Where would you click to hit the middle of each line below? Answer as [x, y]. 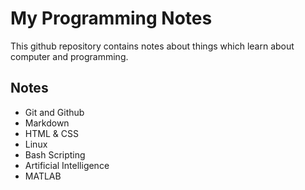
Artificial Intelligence [67, 165]
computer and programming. [69, 56]
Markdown [47, 123]
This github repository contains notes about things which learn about [152, 46]
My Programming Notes [111, 18]
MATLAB [43, 176]
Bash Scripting [55, 154]
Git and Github [54, 112]
